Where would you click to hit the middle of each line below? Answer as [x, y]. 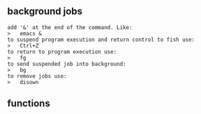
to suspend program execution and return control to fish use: [101, 40]
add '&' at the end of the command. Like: [70, 27]
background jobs [45, 11]
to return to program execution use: [62, 51]
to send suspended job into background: [67, 64]
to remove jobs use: [37, 76]
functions [29, 104]
